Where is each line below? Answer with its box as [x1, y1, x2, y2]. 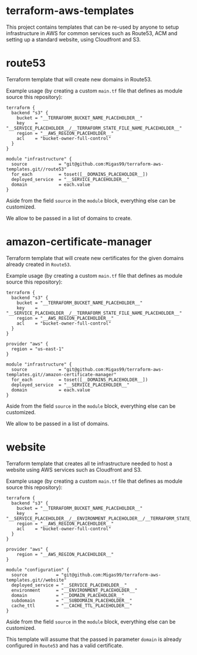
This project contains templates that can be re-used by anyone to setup [6, 23, 179, 30]
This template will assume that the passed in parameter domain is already [6, 636, 182, 643]
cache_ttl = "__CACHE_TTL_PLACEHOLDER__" [11, 602, 133, 609]
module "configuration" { [6, 567, 69, 572]
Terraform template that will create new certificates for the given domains [6, 254, 184, 261]
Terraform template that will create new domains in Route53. [6, 76, 152, 83]
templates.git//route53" [6, 166, 67, 172]
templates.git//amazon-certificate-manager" [6, 371, 117, 377]
